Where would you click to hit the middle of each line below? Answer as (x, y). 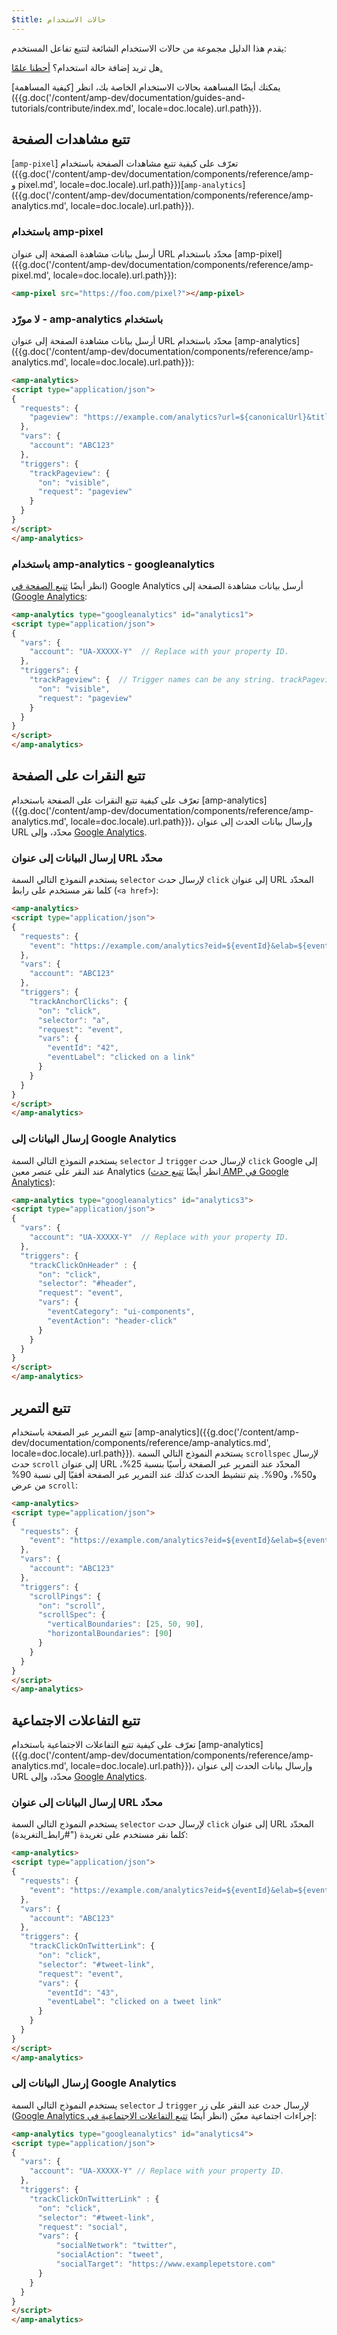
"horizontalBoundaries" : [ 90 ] (110, 1634)
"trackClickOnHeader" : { (83, 1265)
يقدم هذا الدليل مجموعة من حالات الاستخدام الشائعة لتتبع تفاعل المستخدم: (149, 48)
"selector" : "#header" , (87, 1284)
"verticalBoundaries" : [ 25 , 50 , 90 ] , (125, 1624)
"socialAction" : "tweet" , (109, 2255)
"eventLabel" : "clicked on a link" (121, 1057)
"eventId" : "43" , (83, 1992)
